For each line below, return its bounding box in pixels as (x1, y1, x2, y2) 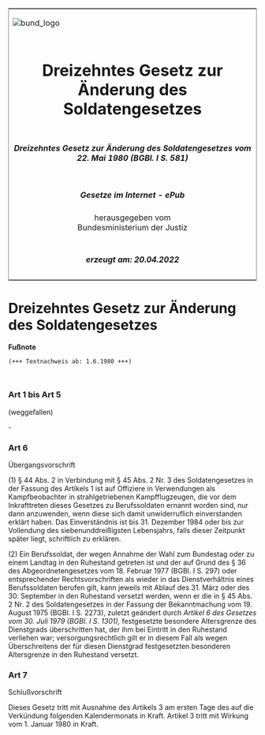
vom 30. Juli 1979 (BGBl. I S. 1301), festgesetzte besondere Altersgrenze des (8, 617, 257, 626)
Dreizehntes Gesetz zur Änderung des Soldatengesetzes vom (13, 142, 252, 153)
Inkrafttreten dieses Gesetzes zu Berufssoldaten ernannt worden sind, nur (8, 501, 248, 510)
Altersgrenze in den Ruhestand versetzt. (8, 650, 140, 659)
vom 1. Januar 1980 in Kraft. (8, 719, 99, 729)
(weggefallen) (8, 407, 54, 416)
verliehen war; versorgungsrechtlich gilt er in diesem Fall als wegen (8, 633, 228, 643)
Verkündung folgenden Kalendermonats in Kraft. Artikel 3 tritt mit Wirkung (8, 711, 248, 721)
